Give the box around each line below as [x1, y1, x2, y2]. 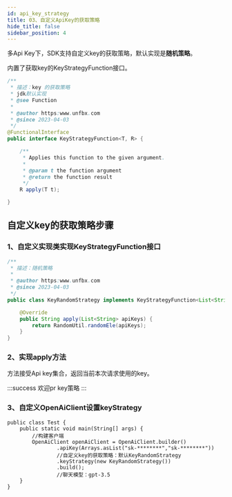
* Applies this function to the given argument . [22, 154, 166, 161]
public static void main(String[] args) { [19, 425, 144, 432]
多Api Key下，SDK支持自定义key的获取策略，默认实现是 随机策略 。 [7, 49, 197, 57]
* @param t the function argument [22, 167, 122, 174]
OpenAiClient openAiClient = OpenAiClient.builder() [32, 438, 187, 445]
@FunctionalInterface [7, 129, 70, 136]
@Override [19, 309, 48, 316]
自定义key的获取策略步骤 [7, 220, 114, 231]
